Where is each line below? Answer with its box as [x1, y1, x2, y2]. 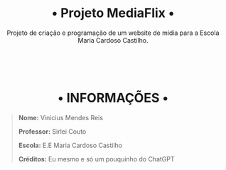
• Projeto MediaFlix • [51, 5, 175, 21]
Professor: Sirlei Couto [18, 127, 87, 136]
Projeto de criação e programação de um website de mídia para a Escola [6, 28, 220, 37]
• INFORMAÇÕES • [57, 90, 169, 106]
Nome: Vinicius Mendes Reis [18, 113, 104, 122]
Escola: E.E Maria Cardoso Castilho [18, 141, 123, 149]
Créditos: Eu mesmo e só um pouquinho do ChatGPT [18, 154, 175, 163]
